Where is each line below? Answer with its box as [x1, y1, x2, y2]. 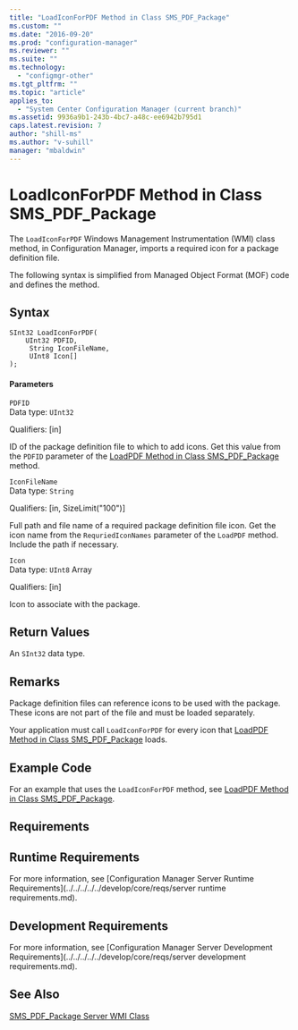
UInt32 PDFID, [25, 336, 78, 345]
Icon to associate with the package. [9, 598, 140, 609]
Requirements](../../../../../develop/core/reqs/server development [9, 951, 246, 962]
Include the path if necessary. [9, 538, 119, 550]
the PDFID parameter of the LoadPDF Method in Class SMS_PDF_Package [9, 451, 279, 461]
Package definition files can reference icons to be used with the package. [9, 698, 281, 709]
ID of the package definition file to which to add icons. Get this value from [9, 441, 281, 452]
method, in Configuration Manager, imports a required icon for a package [9, 242, 279, 253]
